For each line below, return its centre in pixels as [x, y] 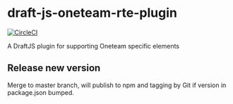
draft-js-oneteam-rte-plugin [92, 13]
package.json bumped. [41, 92]
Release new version [54, 68]
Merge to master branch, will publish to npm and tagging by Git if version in [117, 85]
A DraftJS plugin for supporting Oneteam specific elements [94, 46]
